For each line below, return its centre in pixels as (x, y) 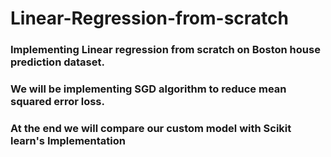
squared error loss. (57, 102)
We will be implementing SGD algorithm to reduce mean (148, 89)
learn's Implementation (68, 140)
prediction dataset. (57, 62)
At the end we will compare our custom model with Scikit (151, 128)
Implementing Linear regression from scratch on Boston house (165, 50)
